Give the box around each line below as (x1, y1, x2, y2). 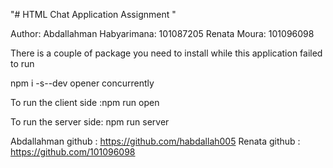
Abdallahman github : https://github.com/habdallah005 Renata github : (10, 135, 301, 147)
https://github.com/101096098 (10, 146, 136, 158)
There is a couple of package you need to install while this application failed (10, 47, 323, 59)
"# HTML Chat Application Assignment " (10, 9, 177, 20)
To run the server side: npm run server (10, 116, 170, 128)
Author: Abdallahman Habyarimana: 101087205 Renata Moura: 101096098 (10, 28, 315, 39)
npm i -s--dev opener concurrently (10, 77, 155, 89)
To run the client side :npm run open (10, 97, 160, 108)
